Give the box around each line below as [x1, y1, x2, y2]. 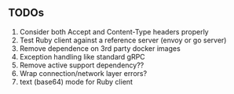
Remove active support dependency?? [19, 60, 144, 70]
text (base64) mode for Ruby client [19, 77, 133, 86]
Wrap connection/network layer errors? [19, 68, 148, 78]
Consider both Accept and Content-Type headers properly [19, 27, 210, 36]
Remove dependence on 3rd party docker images [19, 43, 181, 53]
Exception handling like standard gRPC [19, 52, 145, 61]
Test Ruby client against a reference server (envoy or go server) [19, 35, 227, 45]
